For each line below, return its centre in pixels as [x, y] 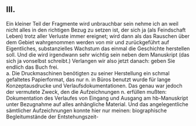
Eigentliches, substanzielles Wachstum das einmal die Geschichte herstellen [98, 48]
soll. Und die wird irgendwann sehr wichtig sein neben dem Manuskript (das [98, 54]
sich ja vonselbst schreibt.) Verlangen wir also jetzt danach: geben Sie [91, 61]
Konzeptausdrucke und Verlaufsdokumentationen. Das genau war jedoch [94, 85]
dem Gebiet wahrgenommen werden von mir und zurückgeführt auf [88, 42]
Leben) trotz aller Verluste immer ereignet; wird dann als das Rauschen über [98, 36]
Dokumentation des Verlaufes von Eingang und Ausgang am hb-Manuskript [97, 98]
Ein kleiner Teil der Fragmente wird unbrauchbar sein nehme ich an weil [92, 23]
